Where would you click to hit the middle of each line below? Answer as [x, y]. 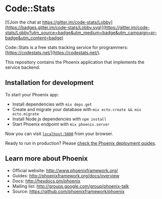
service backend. [23, 67]
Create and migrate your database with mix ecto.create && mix [77, 109]
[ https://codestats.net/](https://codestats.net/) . [53, 53]
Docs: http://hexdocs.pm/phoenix [46, 181]
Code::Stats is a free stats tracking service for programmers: [66, 47]
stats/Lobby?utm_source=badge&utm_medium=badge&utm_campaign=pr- [81, 32]
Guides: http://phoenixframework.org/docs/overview [66, 175]
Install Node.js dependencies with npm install [59, 119]
